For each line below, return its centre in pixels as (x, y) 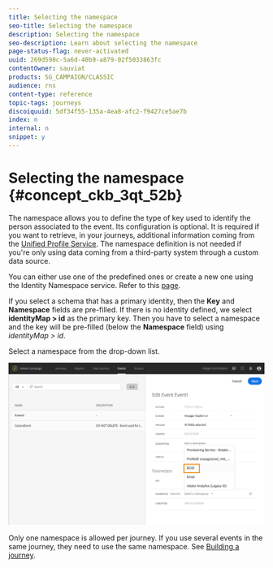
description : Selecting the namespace (74, 34)
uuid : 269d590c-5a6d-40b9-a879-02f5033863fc (85, 60)
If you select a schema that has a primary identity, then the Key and (122, 301)
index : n (23, 120)
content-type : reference (50, 94)
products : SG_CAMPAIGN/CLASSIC (61, 77)
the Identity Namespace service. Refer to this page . (95, 285)
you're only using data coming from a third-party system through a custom (134, 252)
